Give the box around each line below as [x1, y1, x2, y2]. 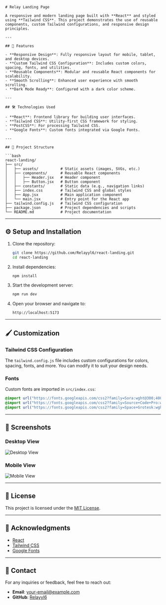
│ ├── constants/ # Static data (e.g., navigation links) [5, 184, 145, 189]
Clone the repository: [12, 241, 56, 246]
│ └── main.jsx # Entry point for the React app [5, 197, 129, 202]
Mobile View [5, 462, 36, 469]
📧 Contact [5, 566, 37, 575]
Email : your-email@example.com [12, 589, 80, 595]
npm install [12, 273, 37, 279]
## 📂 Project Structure [5, 145, 54, 150]
